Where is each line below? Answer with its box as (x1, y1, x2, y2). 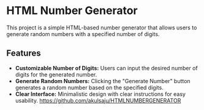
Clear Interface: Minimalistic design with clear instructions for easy (15, 90, 186, 98)
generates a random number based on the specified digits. (15, 84, 164, 91)
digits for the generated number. (15, 71, 97, 78)
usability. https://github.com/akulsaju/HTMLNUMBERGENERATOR (15, 97, 181, 104)
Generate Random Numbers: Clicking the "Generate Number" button (15, 77, 191, 84)
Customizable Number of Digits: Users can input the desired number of (15, 64, 198, 71)
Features (6, 48, 41, 59)
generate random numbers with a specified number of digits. (6, 30, 160, 37)
